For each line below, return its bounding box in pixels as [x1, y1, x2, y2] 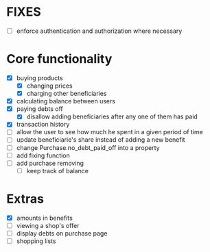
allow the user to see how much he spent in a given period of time [16, 128, 203, 136]
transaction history [16, 121, 70, 129]
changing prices [26, 81, 73, 90]
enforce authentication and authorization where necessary [16, 27, 183, 35]
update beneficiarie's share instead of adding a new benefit [16, 136, 186, 144]
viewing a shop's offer [16, 221, 80, 229]
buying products [16, 73, 63, 82]
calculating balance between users [16, 97, 116, 105]
